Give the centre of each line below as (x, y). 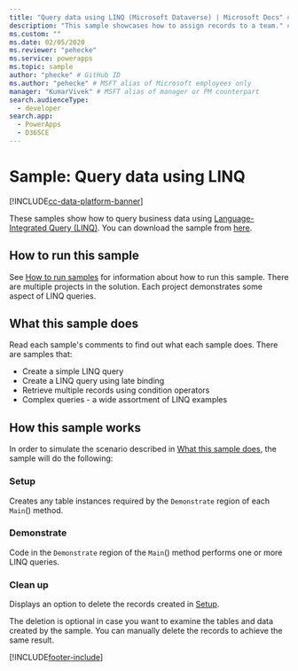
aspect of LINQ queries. (53, 296)
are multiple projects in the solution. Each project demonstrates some (136, 286)
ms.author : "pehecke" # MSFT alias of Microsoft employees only (130, 83)
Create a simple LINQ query (73, 371)
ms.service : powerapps (51, 59)
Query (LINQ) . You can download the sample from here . (150, 228)
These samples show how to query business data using (111, 218)
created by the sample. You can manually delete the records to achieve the (146, 631)
